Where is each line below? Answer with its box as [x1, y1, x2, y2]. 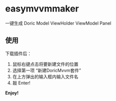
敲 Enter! [12, 79, 31, 85]
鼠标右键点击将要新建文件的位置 [12, 61, 78, 67]
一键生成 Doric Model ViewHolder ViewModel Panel [5, 20, 111, 26]
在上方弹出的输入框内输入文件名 [12, 73, 78, 79]
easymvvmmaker [5, 3, 79, 14]
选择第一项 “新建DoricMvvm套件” [12, 67, 81, 73]
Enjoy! [5, 89, 19, 95]
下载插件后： [5, 50, 31, 56]
